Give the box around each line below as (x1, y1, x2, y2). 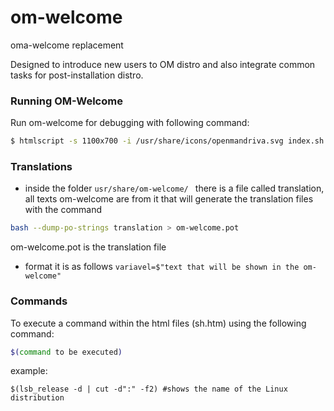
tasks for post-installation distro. (10, 69, 144, 81)
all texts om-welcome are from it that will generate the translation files (24, 193, 314, 205)
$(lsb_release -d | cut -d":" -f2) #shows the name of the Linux (10, 384, 288, 395)
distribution (10, 393, 65, 403)
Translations (10, 160, 73, 174)
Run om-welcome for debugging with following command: (10, 117, 250, 129)
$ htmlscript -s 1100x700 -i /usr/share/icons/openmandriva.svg (10, 136, 284, 146)
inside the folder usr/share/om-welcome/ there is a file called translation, (24, 182, 325, 195)
